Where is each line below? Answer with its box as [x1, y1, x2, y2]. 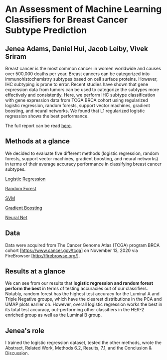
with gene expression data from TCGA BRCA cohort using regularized [5, 97, 149, 103]
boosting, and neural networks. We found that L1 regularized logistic [5, 108, 145, 114]
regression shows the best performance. [5, 113, 89, 119]
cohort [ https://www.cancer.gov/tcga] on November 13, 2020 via [5, 247, 138, 253]
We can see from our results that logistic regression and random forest [5, 280, 154, 286]
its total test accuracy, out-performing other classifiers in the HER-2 [5, 307, 145, 313]
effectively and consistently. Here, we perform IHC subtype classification [5, 92, 156, 98]
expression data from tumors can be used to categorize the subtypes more [5, 87, 160, 93]
